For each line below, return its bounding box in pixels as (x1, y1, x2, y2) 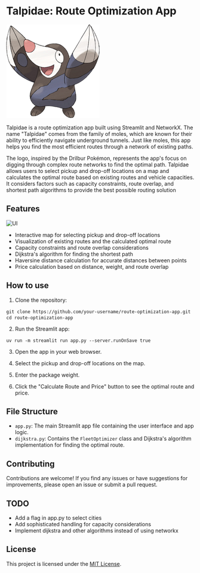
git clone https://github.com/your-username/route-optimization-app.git (6, 308, 191, 315)
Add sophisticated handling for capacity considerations (14, 521, 151, 527)
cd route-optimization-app (6, 314, 73, 321)
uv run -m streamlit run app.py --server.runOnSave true (6, 337, 151, 344)
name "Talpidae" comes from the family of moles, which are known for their (6, 130, 192, 137)
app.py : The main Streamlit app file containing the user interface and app (14, 422, 194, 429)
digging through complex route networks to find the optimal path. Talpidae (6, 160, 189, 168)
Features (6, 204, 40, 214)
